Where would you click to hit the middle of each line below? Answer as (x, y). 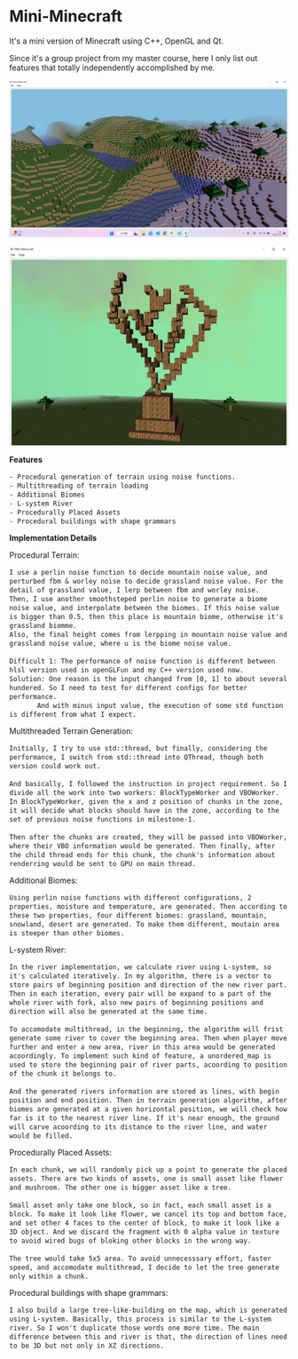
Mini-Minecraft (66, 16)
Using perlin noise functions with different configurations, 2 (130, 898)
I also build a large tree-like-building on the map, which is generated (149, 1311)
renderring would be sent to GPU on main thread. (103, 864)
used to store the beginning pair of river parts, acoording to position (149, 1065)
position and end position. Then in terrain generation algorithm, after (149, 1101)
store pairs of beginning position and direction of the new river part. (149, 985)
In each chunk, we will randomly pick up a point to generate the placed (149, 1170)
